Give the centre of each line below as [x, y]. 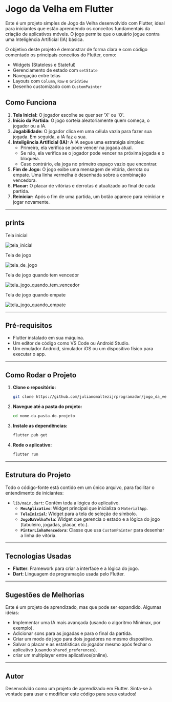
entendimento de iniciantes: [35, 493]
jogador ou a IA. [30, 125]
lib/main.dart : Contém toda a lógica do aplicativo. [66, 503]
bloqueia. [30, 158]
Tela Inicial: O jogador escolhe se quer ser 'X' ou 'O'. [69, 115]
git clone [23, 397]
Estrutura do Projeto [38, 475]
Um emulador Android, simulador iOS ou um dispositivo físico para [83, 349]
